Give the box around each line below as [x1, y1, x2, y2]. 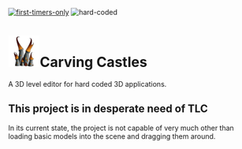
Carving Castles [39, 54, 147, 71]
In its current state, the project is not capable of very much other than [8, 123, 234, 132]
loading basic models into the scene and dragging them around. [8, 131, 216, 141]
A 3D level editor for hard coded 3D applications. [8, 79, 167, 88]
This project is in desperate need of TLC [8, 102, 209, 116]
